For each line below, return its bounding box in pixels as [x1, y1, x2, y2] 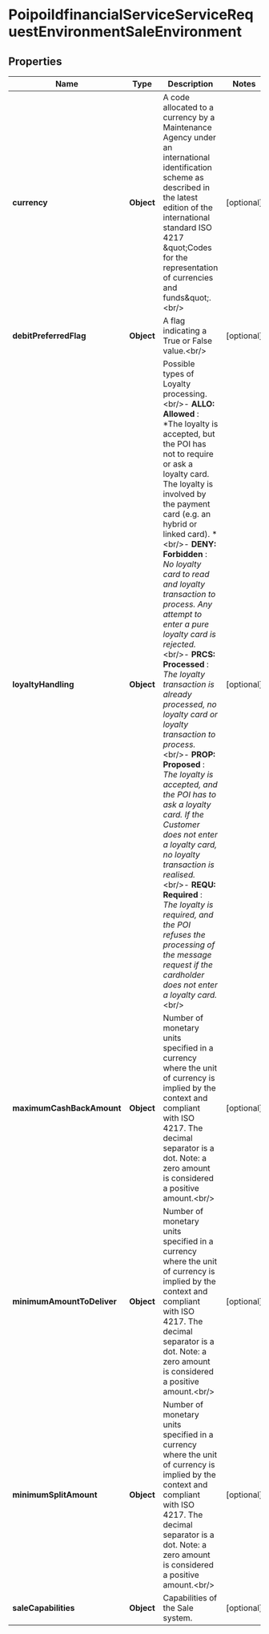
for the [163, 252, 188, 263]
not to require [163, 449, 214, 459]
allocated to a [163, 102, 215, 113]
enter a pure [163, 619, 210, 630]
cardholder [163, 970, 205, 980]
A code [163, 92, 191, 103]
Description [167, 79, 214, 89]
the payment [163, 498, 211, 510]
